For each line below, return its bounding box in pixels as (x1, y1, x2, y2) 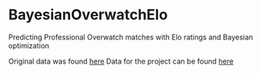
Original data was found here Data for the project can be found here (8, 56, 234, 66)
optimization (8, 40, 50, 50)
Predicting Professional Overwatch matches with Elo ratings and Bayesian (8, 32, 254, 42)
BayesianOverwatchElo (8, 6, 168, 24)
